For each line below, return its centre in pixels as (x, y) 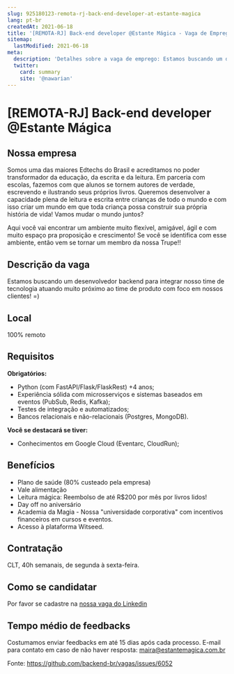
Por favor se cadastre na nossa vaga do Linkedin (77, 604)
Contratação (35, 548)
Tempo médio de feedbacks (69, 626)
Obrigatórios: (27, 373)
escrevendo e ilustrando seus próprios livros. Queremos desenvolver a (109, 192)
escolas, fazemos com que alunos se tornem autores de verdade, (101, 185)
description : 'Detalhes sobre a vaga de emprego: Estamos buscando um (118, 59)
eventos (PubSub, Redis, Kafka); (64, 402)
